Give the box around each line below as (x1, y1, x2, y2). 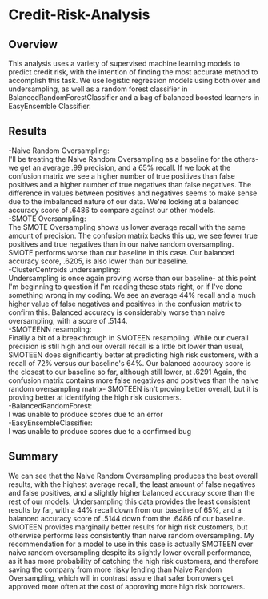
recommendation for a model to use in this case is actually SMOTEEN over (8, 539, 254, 549)
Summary (8, 450, 58, 464)
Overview (8, 38, 58, 51)
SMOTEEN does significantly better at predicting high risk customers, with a (8, 350, 258, 360)
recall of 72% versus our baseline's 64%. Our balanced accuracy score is (8, 358, 252, 368)
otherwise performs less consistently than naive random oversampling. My (8, 530, 254, 540)
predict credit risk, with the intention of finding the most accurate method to (8, 67, 258, 77)
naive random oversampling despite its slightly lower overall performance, (8, 547, 252, 557)
